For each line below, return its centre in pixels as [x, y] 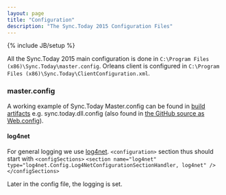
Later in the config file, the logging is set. [65, 184]
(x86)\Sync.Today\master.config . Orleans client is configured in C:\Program [113, 66]
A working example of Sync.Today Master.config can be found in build [106, 106]
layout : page [26, 13]
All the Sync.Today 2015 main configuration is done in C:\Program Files [108, 59]
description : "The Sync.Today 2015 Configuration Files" [90, 26]
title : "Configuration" [41, 20]
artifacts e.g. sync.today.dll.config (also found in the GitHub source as [106, 113]
